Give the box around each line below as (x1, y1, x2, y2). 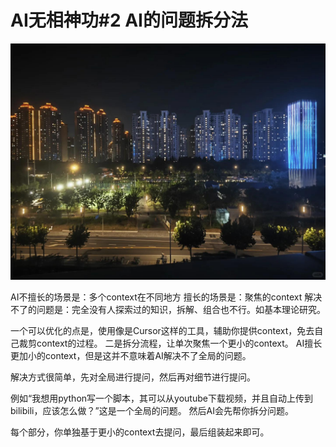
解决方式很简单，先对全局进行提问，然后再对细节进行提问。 (10, 371, 256, 383)
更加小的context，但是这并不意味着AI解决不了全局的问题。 (10, 349, 252, 361)
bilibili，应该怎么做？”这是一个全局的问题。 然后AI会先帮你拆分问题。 (10, 404, 295, 416)
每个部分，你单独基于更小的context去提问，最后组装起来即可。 (10, 426, 270, 438)
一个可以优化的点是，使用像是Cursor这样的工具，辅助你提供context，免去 (10, 324, 315, 336)
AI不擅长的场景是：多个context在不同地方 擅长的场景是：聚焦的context (10, 291, 303, 303)
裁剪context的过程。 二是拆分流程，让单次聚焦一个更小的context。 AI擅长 (18, 337, 323, 349)
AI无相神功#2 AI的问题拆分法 (10, 9, 248, 32)
